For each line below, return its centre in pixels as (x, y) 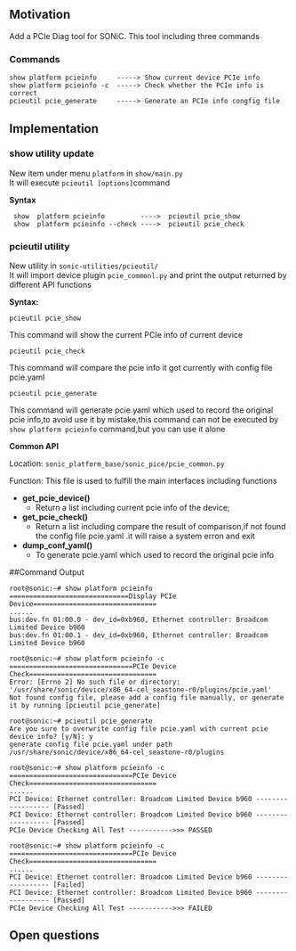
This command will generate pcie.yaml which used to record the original (141, 410)
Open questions (54, 935)
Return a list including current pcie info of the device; (132, 508)
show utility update (52, 153)
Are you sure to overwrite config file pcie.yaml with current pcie (139, 729)
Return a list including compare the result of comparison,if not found (160, 527)
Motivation (40, 15)
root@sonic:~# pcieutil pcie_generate (81, 721)
